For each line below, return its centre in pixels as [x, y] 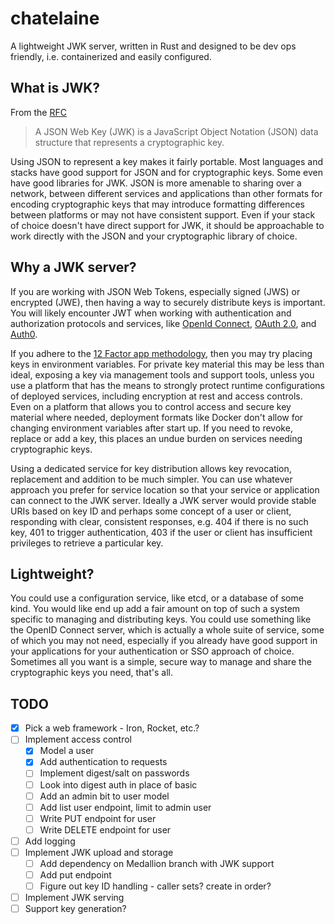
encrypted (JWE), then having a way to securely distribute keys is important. [168, 302]
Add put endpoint [75, 875]
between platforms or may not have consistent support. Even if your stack [163, 214]
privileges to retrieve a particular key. [87, 543]
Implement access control [78, 739]
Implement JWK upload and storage [99, 852]
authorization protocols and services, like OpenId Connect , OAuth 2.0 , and [163, 323]
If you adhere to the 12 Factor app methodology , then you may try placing [161, 353]
